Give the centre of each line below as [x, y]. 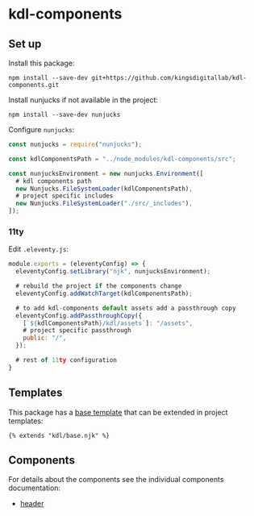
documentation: [35, 488]
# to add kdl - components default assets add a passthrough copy [126, 308]
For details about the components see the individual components [116, 480]
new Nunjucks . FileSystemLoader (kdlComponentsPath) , [104, 189]
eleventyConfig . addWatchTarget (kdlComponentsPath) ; [104, 293]
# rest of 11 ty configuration [66, 360]
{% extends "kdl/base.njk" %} [59, 435]
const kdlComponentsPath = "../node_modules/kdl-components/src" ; [122, 159]
